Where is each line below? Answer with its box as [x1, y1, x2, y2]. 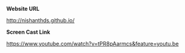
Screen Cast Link [6, 28, 51, 36]
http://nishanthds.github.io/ [6, 17, 75, 23]
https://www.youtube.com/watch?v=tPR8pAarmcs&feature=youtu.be [6, 40, 179, 47]
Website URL [6, 5, 40, 12]
